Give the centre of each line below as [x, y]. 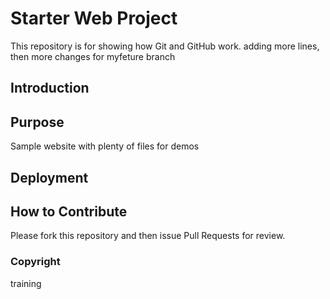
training [26, 283]
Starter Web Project [94, 18]
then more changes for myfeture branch [93, 56]
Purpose [37, 122]
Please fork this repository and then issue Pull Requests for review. [148, 236]
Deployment [49, 177]
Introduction [50, 88]
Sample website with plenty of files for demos [105, 146]
